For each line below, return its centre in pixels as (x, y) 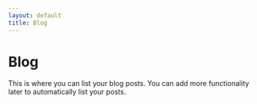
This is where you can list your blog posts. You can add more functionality (129, 84)
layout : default (35, 15)
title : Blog (28, 23)
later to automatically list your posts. (67, 92)
